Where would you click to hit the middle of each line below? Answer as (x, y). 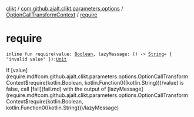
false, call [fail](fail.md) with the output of (56, 89)
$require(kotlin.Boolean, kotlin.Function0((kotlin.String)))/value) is (104, 82)
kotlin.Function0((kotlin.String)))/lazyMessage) (63, 108)
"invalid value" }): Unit (36, 59)
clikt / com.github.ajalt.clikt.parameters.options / (65, 9)
